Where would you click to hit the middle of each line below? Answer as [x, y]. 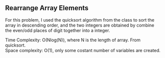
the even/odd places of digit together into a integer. [58, 30]
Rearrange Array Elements [47, 8]
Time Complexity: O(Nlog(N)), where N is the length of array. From [73, 40]
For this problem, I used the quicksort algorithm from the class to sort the [80, 20]
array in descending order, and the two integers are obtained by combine [80, 25]
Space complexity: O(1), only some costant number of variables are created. [83, 50]
